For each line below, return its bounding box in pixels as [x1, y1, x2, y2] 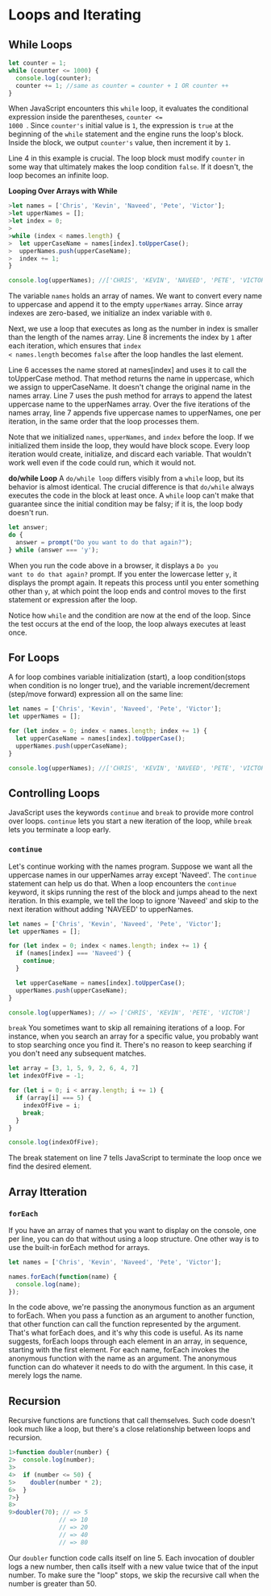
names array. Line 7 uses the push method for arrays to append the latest [8, 391, 252, 401]
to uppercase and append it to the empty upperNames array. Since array [8, 300, 244, 310]
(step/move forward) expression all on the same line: [8, 690, 184, 699]
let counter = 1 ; [8, 59, 67, 67]
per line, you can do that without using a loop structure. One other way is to [8, 1234, 260, 1244]
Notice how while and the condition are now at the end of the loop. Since [8, 610, 252, 620]
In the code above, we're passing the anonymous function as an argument [8, 1302, 256, 1312]
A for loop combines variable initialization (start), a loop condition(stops [8, 672, 246, 682]
